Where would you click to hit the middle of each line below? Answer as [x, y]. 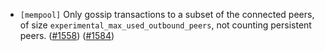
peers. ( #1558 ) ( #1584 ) [67, 35]
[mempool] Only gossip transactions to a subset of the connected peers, [167, 14]
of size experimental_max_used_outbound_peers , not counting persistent [165, 25]
